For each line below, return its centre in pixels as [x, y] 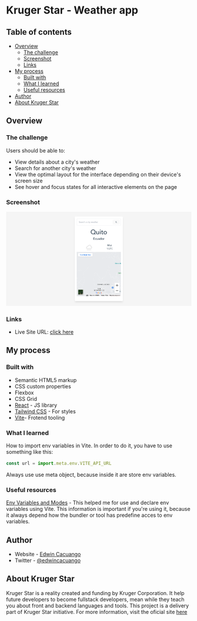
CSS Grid [26, 398]
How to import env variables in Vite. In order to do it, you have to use [89, 446]
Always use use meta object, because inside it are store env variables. [91, 474]
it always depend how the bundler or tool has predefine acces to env [89, 515]
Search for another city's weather [55, 168]
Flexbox [24, 393]
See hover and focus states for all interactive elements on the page [96, 187]
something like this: [30, 451]
